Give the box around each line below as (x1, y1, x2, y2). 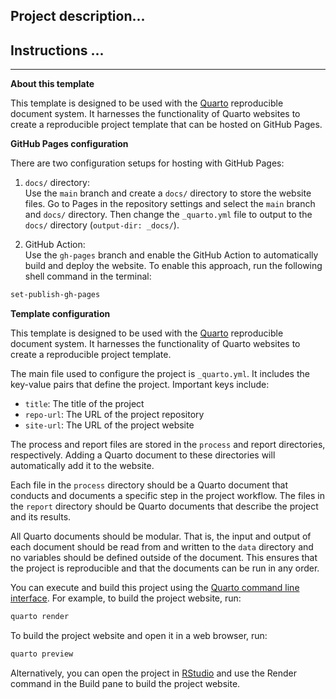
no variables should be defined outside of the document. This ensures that (10, 552, 318, 564)
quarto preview (10, 649, 74, 659)
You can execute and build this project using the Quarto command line (10, 582, 300, 594)
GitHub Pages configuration (10, 138, 129, 150)
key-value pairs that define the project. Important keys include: (10, 379, 270, 391)
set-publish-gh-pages (10, 290, 101, 300)
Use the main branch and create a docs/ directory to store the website (24, 187, 312, 199)
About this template (10, 78, 95, 90)
